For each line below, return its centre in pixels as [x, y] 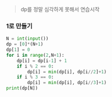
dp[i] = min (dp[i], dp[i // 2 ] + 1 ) [67, 72]
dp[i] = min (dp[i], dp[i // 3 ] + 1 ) [67, 83]
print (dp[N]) [22, 88]
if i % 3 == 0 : [35, 77]
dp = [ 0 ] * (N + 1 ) [25, 44]
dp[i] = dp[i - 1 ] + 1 [42, 61]
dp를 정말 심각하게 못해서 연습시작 [60, 9]
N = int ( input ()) [27, 39]
